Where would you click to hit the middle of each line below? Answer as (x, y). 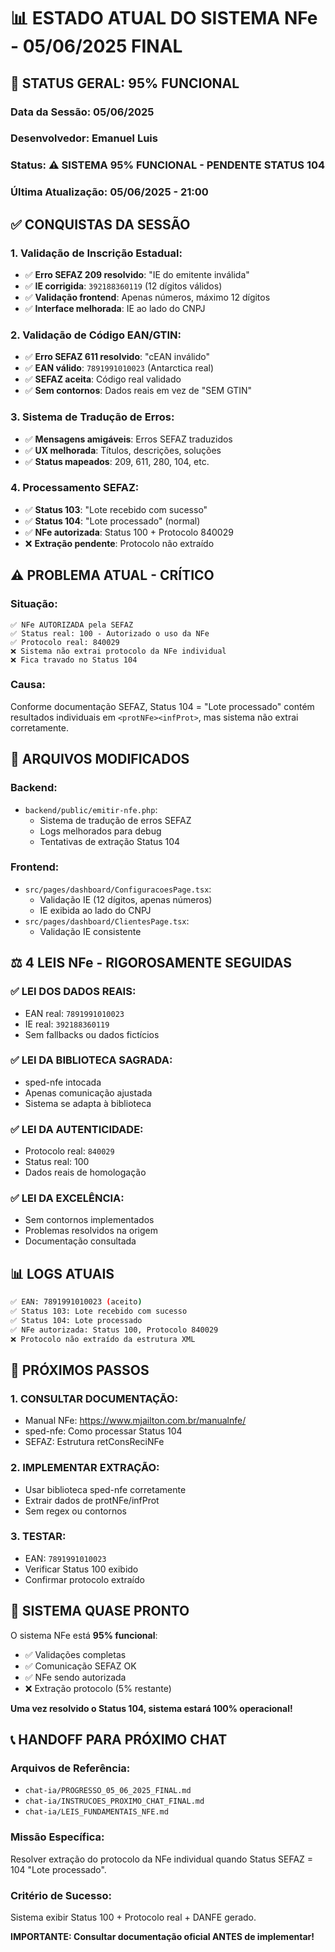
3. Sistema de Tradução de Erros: (92, 417)
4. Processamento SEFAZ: (75, 488)
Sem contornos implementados (89, 1220)
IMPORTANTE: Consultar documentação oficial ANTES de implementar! (162, 1936)
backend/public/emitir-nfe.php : (91, 809)
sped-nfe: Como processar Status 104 (103, 1431)
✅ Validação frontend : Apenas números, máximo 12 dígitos (147, 297)
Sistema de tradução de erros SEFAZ (115, 820)
